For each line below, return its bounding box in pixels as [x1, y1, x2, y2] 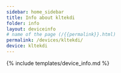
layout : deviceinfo [6, 26, 56, 32]
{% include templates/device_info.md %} [6, 59, 110, 67]
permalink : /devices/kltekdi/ [6, 37, 84, 43]
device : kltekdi [6, 43, 48, 49]
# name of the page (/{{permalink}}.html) [6, 32, 116, 38]
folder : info [6, 20, 40, 26]
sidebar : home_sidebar [6, 9, 64, 15]
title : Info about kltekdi [6, 15, 75, 21]
